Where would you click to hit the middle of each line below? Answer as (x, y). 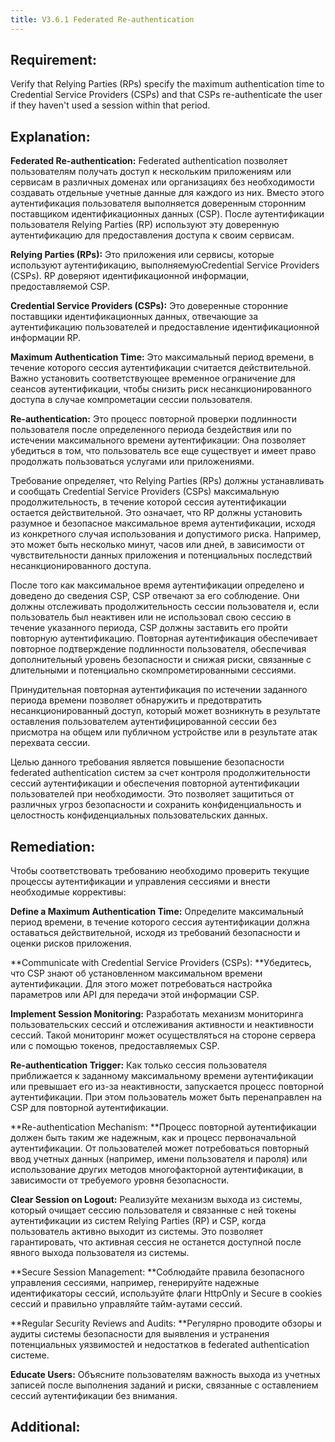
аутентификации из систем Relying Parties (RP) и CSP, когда (138, 1221)
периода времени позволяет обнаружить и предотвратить (136, 700)
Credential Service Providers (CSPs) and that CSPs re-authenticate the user (166, 95)
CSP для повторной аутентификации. (89, 1108)
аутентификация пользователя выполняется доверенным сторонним (158, 203)
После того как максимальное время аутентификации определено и (157, 585)
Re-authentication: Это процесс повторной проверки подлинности (153, 419)
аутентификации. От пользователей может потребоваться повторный (160, 1148)
